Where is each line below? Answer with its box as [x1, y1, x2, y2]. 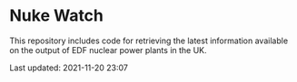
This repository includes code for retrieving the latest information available [9, 35, 289, 46]
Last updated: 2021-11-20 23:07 [9, 62, 129, 73]
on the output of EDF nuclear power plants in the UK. [9, 44, 207, 55]
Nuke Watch [9, 5, 104, 26]
